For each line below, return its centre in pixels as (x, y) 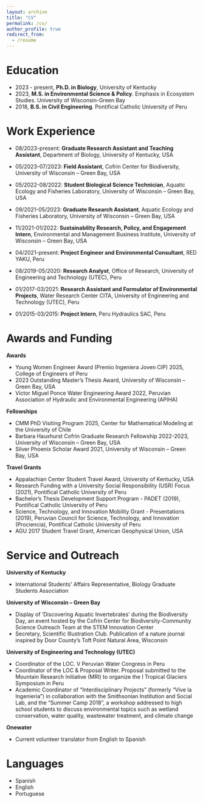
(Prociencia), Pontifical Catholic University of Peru (78, 524)
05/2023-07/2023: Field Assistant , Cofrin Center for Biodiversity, (98, 166)
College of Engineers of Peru (51, 373)
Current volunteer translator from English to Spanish (80, 739)
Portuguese (29, 793)
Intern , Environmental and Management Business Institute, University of (105, 234)
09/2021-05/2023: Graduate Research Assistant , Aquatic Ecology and (104, 209)
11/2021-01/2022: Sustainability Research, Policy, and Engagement (101, 228)
